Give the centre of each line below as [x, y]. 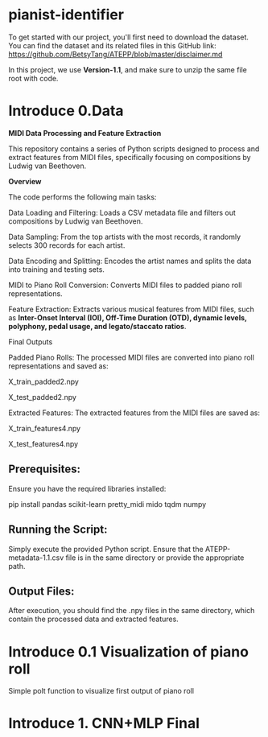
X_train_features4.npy [45, 428]
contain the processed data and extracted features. [93, 619]
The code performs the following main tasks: [82, 197]
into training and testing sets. [56, 269]
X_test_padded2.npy [42, 397]
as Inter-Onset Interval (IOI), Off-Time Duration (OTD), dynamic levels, [128, 317]
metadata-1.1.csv [36, 558]
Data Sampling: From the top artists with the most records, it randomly [125, 237]
